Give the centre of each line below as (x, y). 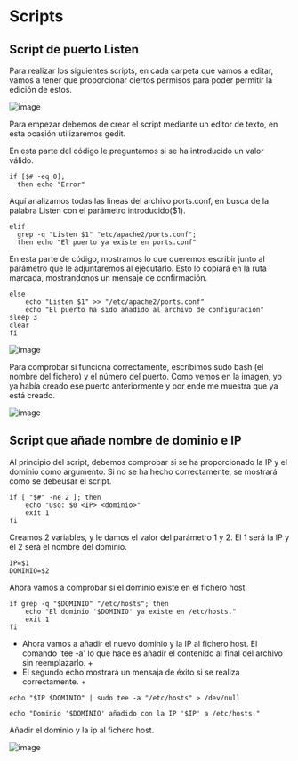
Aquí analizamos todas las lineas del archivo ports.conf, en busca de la (139, 201)
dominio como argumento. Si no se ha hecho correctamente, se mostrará (143, 471)
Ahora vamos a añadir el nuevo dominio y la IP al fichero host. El (140, 643)
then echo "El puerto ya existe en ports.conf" (107, 242)
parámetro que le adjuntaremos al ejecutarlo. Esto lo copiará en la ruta (138, 268)
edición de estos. (41, 90)
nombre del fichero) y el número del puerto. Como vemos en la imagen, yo (146, 376)
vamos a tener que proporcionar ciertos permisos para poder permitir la (141, 80)
